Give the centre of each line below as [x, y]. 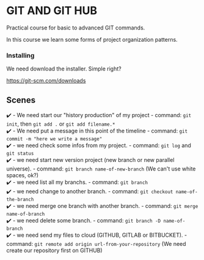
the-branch [20, 200]
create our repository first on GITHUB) [54, 250]
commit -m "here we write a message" [54, 139]
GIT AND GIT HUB [52, 11]
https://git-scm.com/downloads [46, 81]
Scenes [21, 100]
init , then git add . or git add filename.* [61, 124]
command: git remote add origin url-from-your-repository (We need [96, 244]
